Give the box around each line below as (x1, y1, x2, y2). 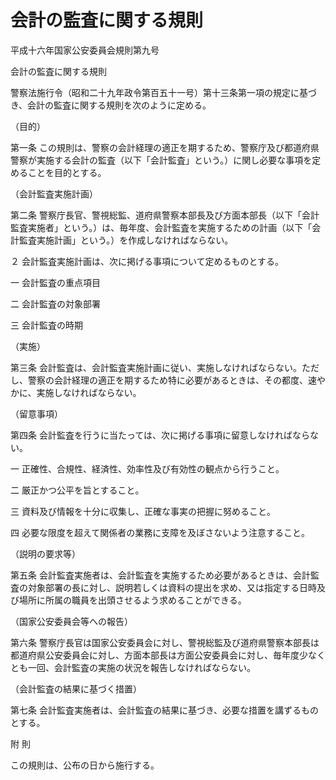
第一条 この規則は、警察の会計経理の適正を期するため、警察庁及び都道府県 (10, 141, 320, 153)
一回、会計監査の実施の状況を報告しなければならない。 (27, 661, 256, 673)
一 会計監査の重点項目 (10, 276, 101, 288)
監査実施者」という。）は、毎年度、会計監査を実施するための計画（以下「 (10, 221, 313, 233)
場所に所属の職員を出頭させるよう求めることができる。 (18, 594, 247, 606)
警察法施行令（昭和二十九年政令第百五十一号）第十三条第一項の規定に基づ (10, 86, 317, 98)
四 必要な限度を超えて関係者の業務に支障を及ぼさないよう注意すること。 (10, 526, 310, 538)
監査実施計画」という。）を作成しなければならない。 (18, 234, 234, 246)
